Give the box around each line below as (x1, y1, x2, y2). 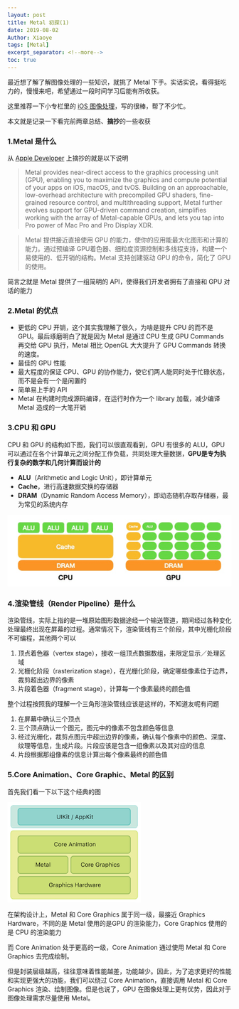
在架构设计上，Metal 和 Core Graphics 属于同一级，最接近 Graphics (7, 910, 206, 919)
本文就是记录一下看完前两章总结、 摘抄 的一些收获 (7, 117, 151, 125)
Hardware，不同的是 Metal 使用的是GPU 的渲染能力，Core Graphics (7, 919, 207, 927)
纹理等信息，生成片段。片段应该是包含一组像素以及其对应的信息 (17, 742, 205, 750)
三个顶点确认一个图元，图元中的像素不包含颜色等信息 (17, 724, 174, 732)
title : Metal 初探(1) (7, 18, 70, 26)
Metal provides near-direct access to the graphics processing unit (24, 168, 219, 177)
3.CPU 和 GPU (7, 423, 56, 433)
